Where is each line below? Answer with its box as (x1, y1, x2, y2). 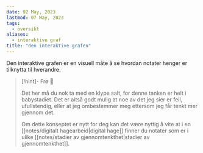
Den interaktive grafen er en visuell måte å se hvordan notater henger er (6, 59, 188, 67)
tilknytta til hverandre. (6, 66, 61, 73)
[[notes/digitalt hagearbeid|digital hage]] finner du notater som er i (21, 127, 189, 134)
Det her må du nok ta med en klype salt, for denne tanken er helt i (21, 89, 187, 97)
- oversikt (12, 25, 40, 32)
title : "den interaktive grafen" (6, 43, 91, 49)
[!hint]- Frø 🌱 (21, 77, 54, 85)
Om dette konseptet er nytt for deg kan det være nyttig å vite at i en (21, 120, 191, 127)
